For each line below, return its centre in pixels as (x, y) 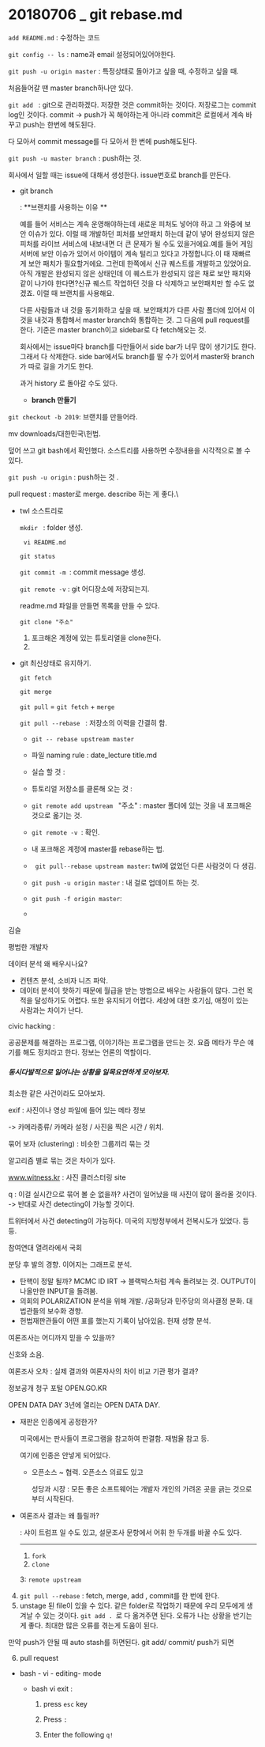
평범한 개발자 (28, 946)
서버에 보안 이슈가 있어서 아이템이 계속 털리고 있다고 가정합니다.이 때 (125, 253)
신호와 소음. (26, 1354)
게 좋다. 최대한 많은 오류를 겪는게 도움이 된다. (89, 1625)
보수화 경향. (65, 1310)
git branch (36, 191)
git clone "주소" (46, 622)
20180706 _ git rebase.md (95, 15)
